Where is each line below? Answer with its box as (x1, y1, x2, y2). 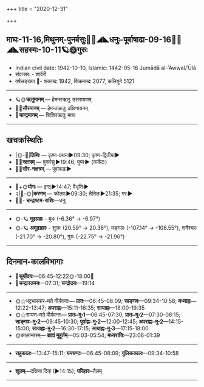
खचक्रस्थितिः (6, 135, 43, 146)
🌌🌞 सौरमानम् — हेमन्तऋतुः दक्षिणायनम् (15, 104, 89, 112)
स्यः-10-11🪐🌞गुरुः (6, 45, 88, 55)
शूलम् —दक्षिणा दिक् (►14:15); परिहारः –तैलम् (15, 367, 102, 375)
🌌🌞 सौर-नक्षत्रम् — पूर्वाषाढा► (15, 165, 72, 172)
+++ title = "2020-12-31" (6, 5, 69, 12)
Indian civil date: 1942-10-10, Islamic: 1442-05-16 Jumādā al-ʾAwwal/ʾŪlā (15, 64, 196, 71)
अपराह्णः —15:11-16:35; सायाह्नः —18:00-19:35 (47, 304, 145, 311)
